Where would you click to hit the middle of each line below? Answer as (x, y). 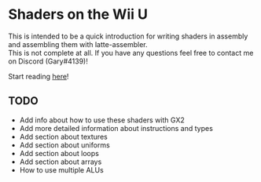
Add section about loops (59, 153)
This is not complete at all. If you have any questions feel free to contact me (131, 53)
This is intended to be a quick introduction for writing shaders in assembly (128, 36)
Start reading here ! (39, 76)
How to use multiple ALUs (61, 169)
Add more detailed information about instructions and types (116, 128)
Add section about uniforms (64, 145)
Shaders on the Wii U (78, 15)
